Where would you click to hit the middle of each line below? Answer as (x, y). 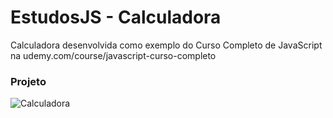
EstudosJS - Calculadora (116, 17)
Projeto (28, 81)
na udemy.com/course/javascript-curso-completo (113, 55)
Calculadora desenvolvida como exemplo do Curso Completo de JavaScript (166, 45)
